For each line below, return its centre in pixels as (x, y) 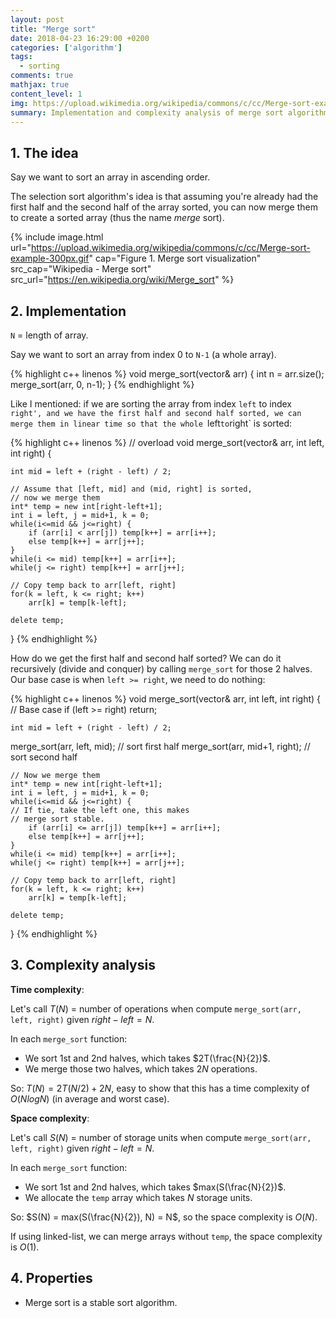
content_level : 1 (46, 94)
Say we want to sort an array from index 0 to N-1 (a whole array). (143, 354)
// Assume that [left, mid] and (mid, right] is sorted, (131, 489)
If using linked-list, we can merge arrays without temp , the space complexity (166, 1236)
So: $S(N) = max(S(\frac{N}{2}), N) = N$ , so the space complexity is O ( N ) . (164, 1217)
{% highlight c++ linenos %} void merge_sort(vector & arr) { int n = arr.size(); (167, 374)
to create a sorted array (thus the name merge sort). (117, 218)
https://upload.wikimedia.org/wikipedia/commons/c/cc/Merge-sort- (170, 248)
